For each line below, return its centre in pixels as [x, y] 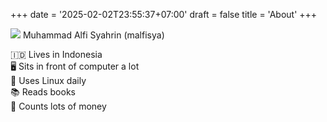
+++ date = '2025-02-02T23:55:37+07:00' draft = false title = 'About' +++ [164, 14]
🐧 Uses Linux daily [48, 80]
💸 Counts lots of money [58, 106]
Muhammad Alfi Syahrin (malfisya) [93, 35]
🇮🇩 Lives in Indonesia [56, 54]
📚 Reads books [43, 92]
